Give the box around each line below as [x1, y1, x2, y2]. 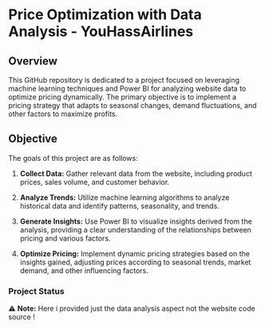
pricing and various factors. [19, 233, 111, 243]
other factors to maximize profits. [8, 109, 118, 119]
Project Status [8, 285, 65, 296]
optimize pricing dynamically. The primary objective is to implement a [8, 92, 237, 101]
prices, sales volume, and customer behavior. [19, 177, 170, 186]
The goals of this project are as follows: [8, 153, 138, 162]
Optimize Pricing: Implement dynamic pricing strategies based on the [19, 248, 250, 258]
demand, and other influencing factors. [19, 265, 149, 275]
